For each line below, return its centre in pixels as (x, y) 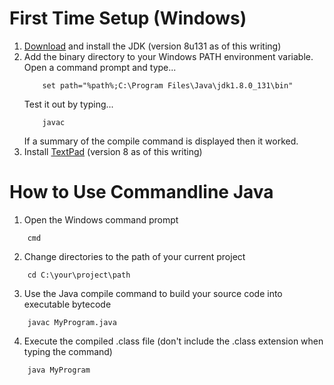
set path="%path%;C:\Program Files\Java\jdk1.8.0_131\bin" (168, 85)
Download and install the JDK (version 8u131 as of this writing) (152, 46)
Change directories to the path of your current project (134, 256)
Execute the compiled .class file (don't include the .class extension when (173, 341)
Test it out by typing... (68, 104)
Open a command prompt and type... (100, 67)
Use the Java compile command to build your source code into (153, 293)
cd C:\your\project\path (79, 275)
